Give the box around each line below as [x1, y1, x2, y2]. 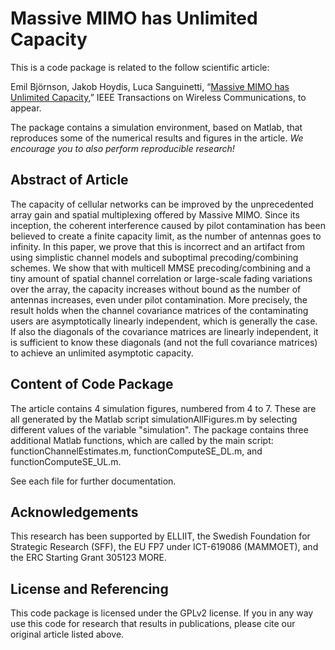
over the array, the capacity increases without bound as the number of [10, 283, 302, 295]
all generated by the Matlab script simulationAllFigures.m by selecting [10, 413, 298, 425]
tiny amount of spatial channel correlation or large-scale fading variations [10, 272, 313, 284]
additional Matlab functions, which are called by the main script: [10, 434, 274, 446]
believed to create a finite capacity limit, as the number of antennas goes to [10, 230, 322, 242]
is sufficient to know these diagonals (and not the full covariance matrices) [10, 336, 318, 348]
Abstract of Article [10, 172, 129, 189]
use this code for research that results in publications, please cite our [10, 618, 296, 630]
